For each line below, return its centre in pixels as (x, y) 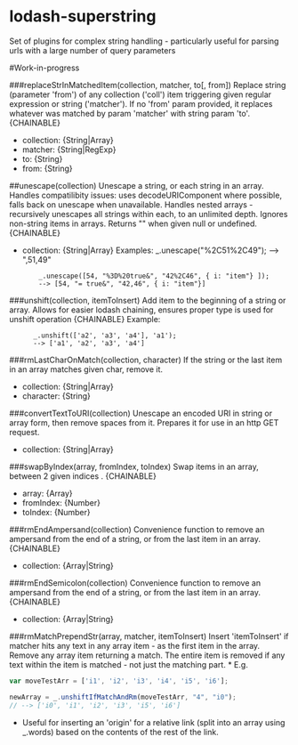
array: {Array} (47, 493)
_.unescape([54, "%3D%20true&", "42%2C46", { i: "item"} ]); (154, 276)
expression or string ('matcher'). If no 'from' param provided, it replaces (141, 103)
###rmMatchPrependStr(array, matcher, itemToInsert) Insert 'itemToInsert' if (149, 636)
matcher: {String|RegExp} (69, 150)
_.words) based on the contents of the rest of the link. (121, 732)
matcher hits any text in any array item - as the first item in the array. (135, 645)
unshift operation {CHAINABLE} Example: (85, 319)
